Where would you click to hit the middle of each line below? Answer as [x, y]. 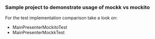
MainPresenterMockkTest [38, 33]
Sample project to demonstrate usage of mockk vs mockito [77, 7]
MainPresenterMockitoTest [40, 27]
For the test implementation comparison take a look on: [61, 18]
